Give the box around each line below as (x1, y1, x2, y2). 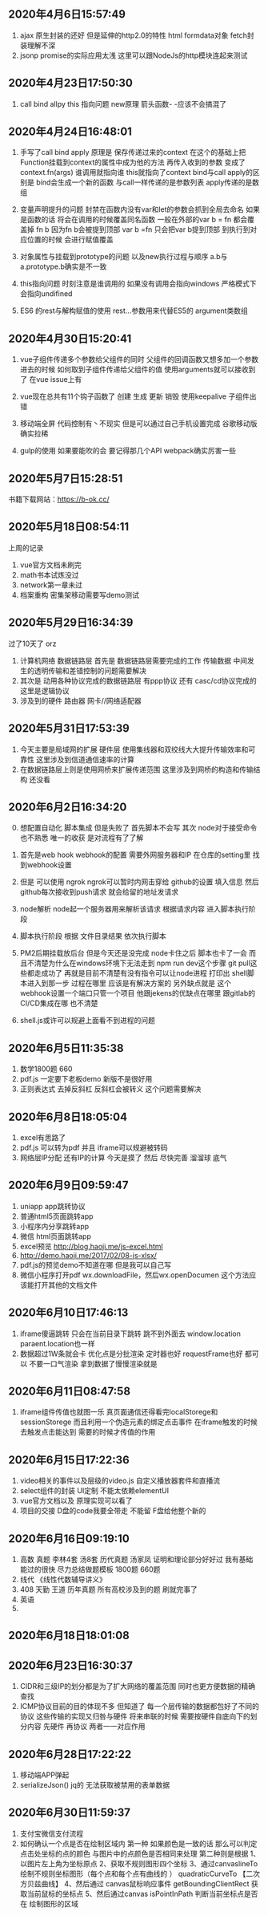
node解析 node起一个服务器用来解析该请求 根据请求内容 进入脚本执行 (19, 904, 250, 914)
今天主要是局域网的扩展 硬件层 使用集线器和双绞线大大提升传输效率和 (19, 745, 249, 754)
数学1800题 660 (19, 1064, 73, 1074)
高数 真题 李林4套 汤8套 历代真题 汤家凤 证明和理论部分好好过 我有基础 (19, 1555, 254, 1564)
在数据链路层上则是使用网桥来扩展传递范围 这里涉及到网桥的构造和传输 (19, 765, 254, 774)
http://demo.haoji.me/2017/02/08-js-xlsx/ (19, 1250, 158, 1260)
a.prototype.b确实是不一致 (19, 262, 107, 271)
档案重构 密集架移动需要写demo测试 (19, 590, 140, 599)
